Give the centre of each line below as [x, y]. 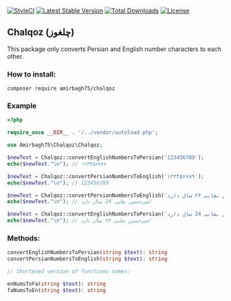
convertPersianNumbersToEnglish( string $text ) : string [87, 259]
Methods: [24, 238]
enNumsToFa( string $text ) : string [57, 284]
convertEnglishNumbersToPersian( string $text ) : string [87, 253]
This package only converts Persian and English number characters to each [114, 49]
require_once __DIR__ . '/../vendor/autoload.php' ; [82, 133]
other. [15, 56]
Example [22, 106]
